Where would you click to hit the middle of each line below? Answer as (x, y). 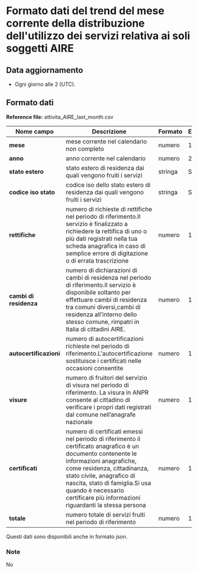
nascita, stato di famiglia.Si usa (108, 483)
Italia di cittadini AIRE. (95, 329)
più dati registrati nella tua (102, 239)
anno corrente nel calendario (106, 158)
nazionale (79, 422)
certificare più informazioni (103, 498)
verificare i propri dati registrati (108, 407)
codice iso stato (32, 192)
